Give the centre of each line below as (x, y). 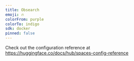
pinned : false (20, 33)
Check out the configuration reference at (48, 48)
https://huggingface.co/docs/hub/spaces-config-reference (67, 53)
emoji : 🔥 (15, 15)
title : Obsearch (22, 10)
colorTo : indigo (22, 24)
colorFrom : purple (25, 19)
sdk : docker (18, 29)
